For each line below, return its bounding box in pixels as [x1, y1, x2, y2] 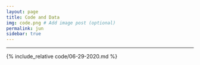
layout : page [6, 8, 39, 15]
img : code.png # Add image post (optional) [6, 20, 116, 26]
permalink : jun [6, 25, 44, 32]
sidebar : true [6, 31, 42, 37]
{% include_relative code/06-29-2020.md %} [6, 53, 118, 60]
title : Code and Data [6, 14, 60, 20]
